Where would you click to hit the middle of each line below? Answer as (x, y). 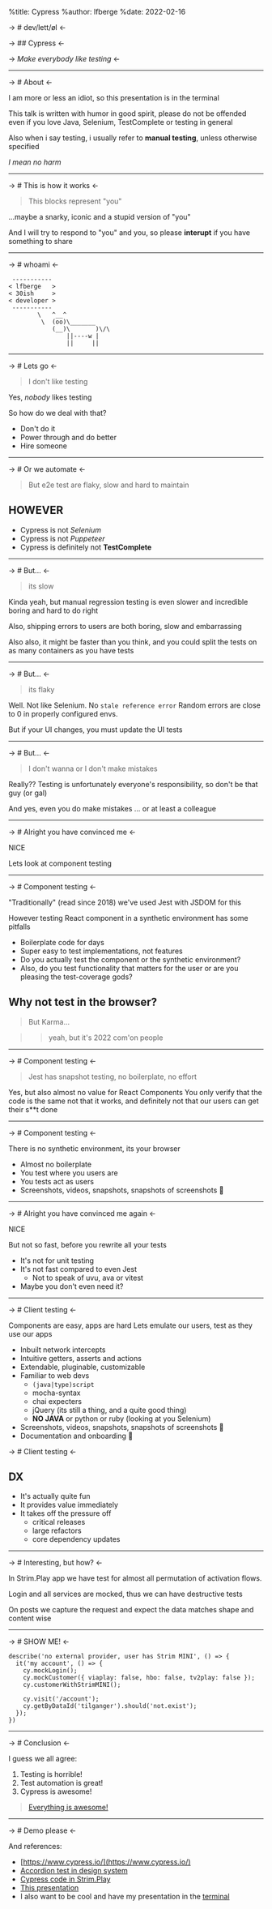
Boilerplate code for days (62, 942)
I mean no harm (35, 162)
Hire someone (43, 446)
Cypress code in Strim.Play (65, 1879)
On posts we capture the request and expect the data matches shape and (131, 1610)
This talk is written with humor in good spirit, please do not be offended (127, 113)
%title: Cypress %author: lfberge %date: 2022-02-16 (97, 12)
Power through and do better (68, 437)
